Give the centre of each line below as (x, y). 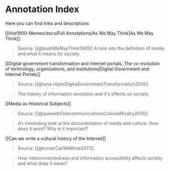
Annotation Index (42, 9)
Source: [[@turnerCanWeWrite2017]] (56, 148)
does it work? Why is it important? (53, 129)
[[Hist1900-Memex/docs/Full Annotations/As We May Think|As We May (79, 33)
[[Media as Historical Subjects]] (38, 103)
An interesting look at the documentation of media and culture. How (88, 123)
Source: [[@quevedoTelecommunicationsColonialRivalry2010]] (82, 113)
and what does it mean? (42, 163)
